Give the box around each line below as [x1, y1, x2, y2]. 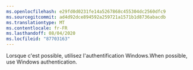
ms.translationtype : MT [6, 19, 65, 25]
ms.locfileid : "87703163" [6, 36, 70, 42]
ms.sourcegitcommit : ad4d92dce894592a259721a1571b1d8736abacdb [6, 14, 166, 20]
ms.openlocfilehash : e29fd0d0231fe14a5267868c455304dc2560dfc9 [6, 8, 166, 15]
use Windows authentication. [6, 58, 77, 65]
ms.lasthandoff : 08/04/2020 [6, 31, 76, 36]
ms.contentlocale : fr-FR [6, 25, 68, 31]
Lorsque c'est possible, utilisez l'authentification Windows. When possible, [6, 52, 188, 59]
